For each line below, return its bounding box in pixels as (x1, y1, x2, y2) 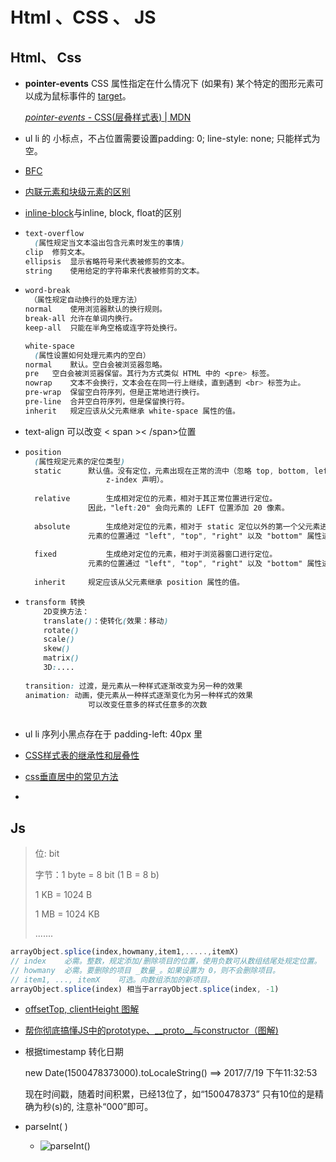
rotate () (43, 625, 80, 635)
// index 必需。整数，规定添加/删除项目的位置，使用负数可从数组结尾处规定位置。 (10, 956, 322, 966)
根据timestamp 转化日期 (24, 1046, 124, 1058)
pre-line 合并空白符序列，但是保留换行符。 (24, 397, 190, 407)
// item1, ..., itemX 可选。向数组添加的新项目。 (10, 974, 215, 985)
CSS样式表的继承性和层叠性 (24, 749, 140, 762)
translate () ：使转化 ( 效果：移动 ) (43, 616, 169, 626)
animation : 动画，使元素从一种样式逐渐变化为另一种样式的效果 (24, 690, 253, 700)
